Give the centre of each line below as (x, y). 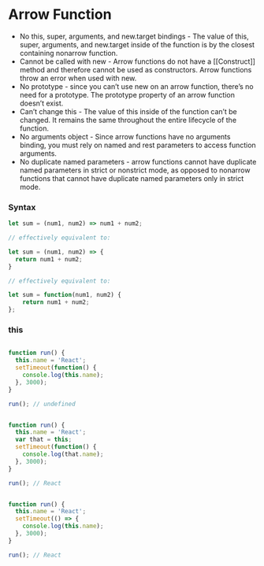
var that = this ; (44, 440)
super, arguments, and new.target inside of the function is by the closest (137, 44)
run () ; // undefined (42, 404)
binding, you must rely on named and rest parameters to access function (138, 145)
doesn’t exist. (41, 103)
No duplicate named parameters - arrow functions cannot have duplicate (138, 161)
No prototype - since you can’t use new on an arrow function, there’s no (136, 86)
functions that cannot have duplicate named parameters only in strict (132, 178)
